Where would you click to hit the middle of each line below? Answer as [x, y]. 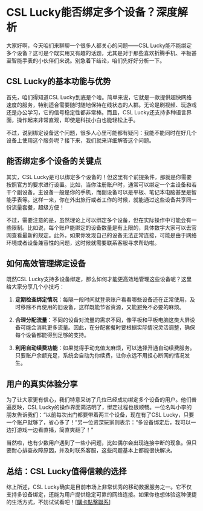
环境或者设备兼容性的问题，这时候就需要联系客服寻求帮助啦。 [83, 242]
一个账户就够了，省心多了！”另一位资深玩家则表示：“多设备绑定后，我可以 [99, 422]
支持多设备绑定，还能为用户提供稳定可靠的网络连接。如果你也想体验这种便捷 [101, 494]
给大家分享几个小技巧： [35, 287]
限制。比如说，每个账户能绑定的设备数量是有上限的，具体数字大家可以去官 [104, 227]
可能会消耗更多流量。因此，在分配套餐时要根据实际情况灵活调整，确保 [108, 328]
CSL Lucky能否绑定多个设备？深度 [92, 12]
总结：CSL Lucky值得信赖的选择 [66, 471]
